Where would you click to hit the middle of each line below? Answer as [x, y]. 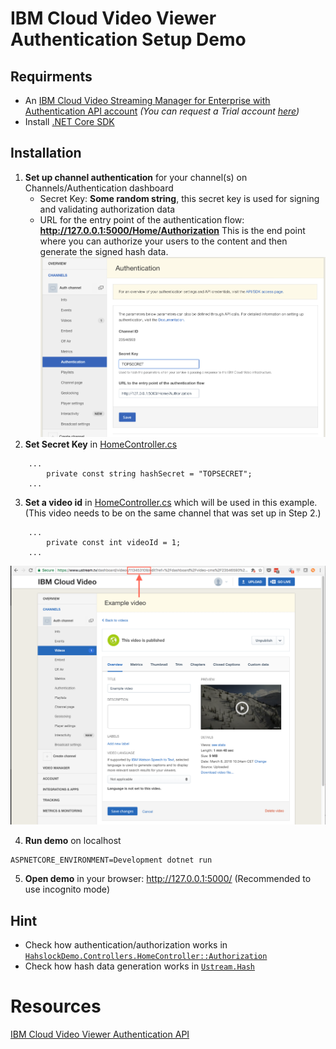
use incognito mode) [67, 889]
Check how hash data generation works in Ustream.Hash [140, 966]
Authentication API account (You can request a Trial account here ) [162, 111]
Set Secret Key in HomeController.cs [101, 444]
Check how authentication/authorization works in [126, 945]
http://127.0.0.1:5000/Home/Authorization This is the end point [172, 230]
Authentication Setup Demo [128, 39]
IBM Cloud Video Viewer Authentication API [100, 1034]
